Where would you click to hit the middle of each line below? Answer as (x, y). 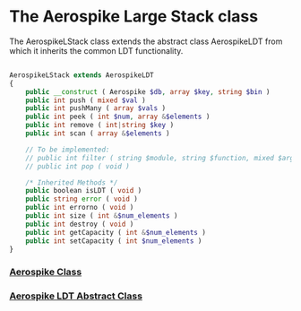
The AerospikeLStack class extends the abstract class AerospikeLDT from (146, 41)
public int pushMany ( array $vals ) (96, 108)
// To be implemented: (68, 150)
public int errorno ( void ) (80, 208)
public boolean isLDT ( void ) (84, 191)
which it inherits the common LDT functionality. (96, 50)
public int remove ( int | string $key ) (100, 125)
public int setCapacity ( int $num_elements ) (114, 241)
